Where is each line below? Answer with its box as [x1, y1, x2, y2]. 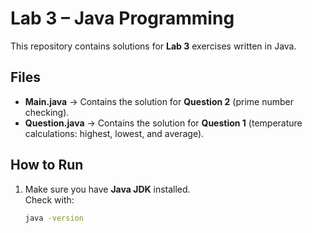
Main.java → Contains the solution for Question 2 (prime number [24, 95, 294, 107]
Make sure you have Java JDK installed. [24, 183, 191, 195]
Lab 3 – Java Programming [10, 7, 235, 30]
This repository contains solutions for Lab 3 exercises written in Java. [10, 40, 297, 52]
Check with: [24, 193, 75, 206]
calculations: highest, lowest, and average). [24, 127, 205, 139]
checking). [24, 106, 70, 118]
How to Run [10, 157, 84, 174]
